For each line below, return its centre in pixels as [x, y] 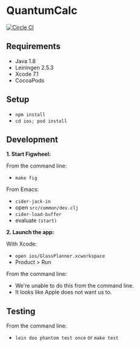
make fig [26, 178]
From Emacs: [23, 189]
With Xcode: [22, 244]
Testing [21, 311]
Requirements [33, 46]
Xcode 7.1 [27, 74]
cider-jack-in [33, 202]
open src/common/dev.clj [47, 207]
